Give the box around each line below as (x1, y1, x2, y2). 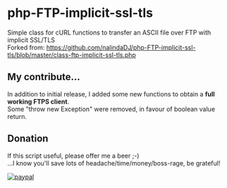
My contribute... (7, 71, 81, 83)
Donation (7, 132, 49, 145)
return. (7, 112, 27, 120)
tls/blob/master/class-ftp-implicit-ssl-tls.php (7, 51, 136, 59)
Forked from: (7, 43, 45, 51)
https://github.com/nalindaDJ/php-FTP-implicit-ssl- (46, 43, 196, 51)
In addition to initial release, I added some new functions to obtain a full (7, 89, 215, 98)
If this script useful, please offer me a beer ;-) (7, 151, 140, 160)
